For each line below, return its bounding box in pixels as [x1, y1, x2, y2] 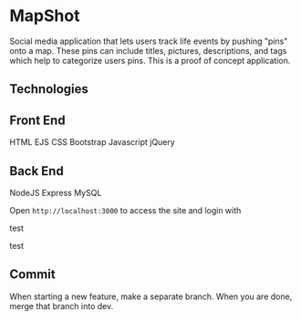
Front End [9, 112, 66, 128]
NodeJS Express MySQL [9, 187, 102, 198]
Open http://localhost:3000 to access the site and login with [9, 204, 242, 215]
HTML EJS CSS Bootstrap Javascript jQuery [9, 137, 175, 148]
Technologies [9, 81, 89, 97]
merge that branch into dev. [9, 300, 114, 311]
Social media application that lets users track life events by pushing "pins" [9, 36, 288, 47]
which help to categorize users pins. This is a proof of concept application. [9, 55, 291, 66]
